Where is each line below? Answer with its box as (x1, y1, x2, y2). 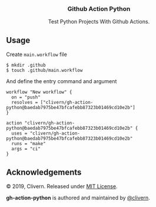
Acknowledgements (6, 167, 82, 177)
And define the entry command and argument (6, 78, 117, 85)
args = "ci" (11, 146, 41, 152)
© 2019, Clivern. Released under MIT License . (6, 182, 118, 190)
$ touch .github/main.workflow (6, 67, 83, 74)
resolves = (11, 100, 38, 106)
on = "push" (11, 94, 41, 100)
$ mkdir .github (6, 63, 46, 68)
